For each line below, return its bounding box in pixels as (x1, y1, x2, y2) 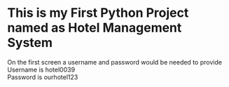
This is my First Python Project (7, 5, 189, 21)
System (7, 35, 53, 51)
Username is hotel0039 (7, 65, 76, 74)
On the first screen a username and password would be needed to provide (7, 58, 223, 66)
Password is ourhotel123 (7, 72, 78, 81)
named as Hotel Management (7, 20, 182, 36)
